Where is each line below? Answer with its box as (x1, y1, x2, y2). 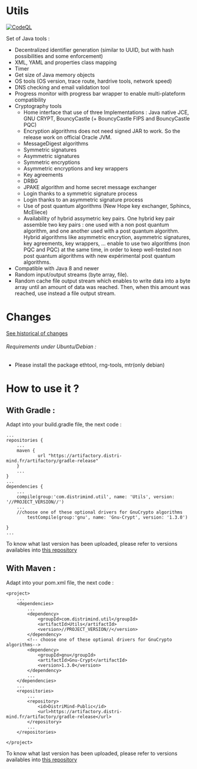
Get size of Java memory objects (14, 71, 95, 78)
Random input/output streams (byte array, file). (14, 271, 129, 278)
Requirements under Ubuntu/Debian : (6, 343, 97, 350)
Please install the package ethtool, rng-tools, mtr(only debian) (14, 361, 165, 368)
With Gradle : (6, 405, 55, 415)
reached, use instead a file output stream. (14, 290, 116, 297)
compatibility (14, 96, 46, 103)
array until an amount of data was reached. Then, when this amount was (14, 283, 191, 290)
